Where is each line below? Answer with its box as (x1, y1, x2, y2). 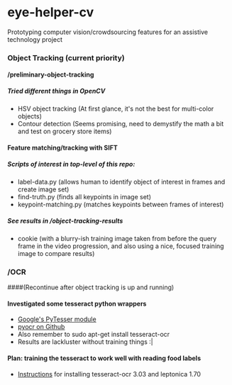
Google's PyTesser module (17, 315, 97, 323)
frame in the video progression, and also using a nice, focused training (17, 242, 225, 250)
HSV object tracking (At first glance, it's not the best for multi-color (17, 104, 214, 113)
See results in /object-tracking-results (7, 216, 123, 225)
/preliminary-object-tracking (7, 70, 94, 79)
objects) (17, 112, 43, 121)
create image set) (17, 185, 70, 194)
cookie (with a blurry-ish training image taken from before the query (17, 234, 217, 242)
